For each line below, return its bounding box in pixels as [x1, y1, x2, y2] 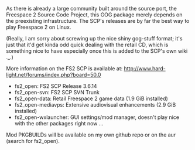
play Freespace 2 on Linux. [6, 23, 71, 30]
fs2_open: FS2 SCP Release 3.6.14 [14, 83, 97, 90]
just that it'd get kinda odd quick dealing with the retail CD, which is [6, 41, 169, 48]
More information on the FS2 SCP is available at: [6, 65, 123, 72]
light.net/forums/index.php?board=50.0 [6, 71, 101, 78]
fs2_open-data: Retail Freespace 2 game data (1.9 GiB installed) [14, 95, 168, 102]
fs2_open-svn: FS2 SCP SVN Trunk [14, 89, 100, 96]
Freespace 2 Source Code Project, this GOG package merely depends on [6, 11, 183, 18]
